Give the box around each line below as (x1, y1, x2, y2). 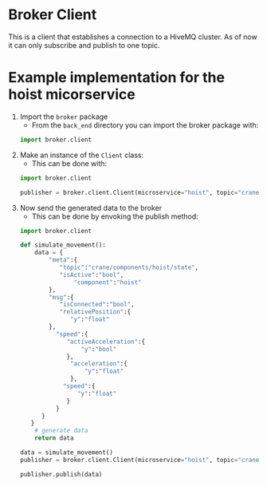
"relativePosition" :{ (59, 308, 132, 316)
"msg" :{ (49, 293, 74, 301)
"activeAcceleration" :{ (66, 338, 146, 346)
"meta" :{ (49, 256, 78, 264)
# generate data (34, 427, 88, 435)
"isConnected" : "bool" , (59, 301, 135, 309)
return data (34, 434, 74, 442)
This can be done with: (31, 158, 108, 168)
